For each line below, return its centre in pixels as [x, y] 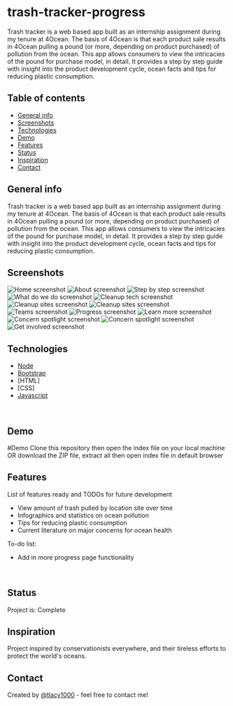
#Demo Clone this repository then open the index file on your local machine [116, 448]
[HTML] [29, 381]
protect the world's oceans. [47, 656]
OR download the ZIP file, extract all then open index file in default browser [115, 455]
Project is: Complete [36, 609]
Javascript [33, 396]
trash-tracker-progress [76, 12]
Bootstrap [31, 373]
